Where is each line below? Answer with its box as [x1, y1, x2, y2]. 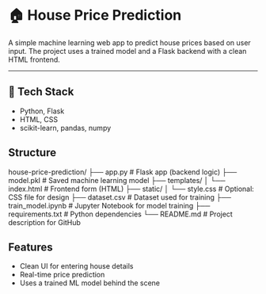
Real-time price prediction [19, 270, 105, 280]
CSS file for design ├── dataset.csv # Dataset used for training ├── [8, 192, 232, 202]
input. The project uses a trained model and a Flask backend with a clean [8, 46, 247, 55]
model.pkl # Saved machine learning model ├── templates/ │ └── [8, 175, 226, 185]
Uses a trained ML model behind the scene [19, 278, 161, 288]
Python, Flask [19, 106, 65, 116]
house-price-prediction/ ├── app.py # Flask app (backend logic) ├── [8, 167, 237, 177]
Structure [8, 146, 57, 159]
